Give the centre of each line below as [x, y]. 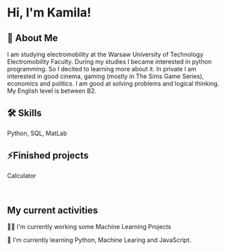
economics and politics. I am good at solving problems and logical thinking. [113, 83]
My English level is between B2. [52, 91]
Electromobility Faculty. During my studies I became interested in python [110, 62]
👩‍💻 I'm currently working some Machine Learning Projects [89, 227]
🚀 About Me [33, 38]
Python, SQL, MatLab [37, 133]
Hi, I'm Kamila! [49, 13]
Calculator [22, 176]
